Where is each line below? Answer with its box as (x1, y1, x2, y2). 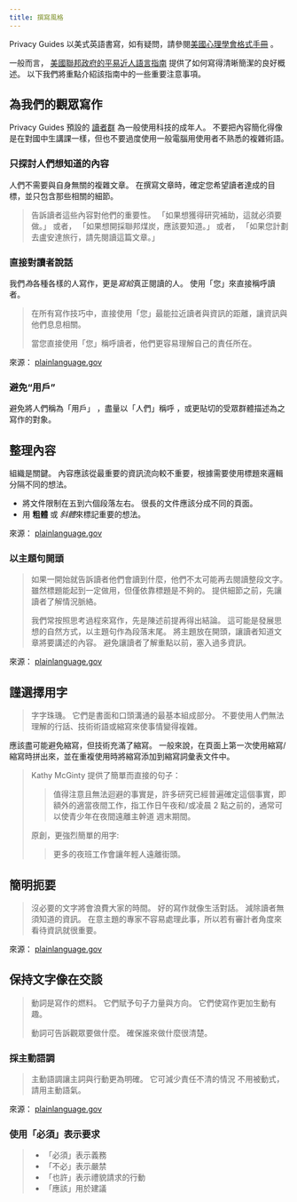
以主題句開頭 (9, 553, 65, 565)
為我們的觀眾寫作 (9, 97, 103, 112)
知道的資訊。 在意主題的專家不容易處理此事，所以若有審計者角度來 (38, 914, 282, 925)
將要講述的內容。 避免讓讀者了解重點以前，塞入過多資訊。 (38, 637, 251, 649)
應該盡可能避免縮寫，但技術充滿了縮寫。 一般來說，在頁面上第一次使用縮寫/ (9, 740, 286, 751)
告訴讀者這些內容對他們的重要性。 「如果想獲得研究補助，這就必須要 (30, 210, 282, 220)
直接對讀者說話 (9, 256, 74, 268)
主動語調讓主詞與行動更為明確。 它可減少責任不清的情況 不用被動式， (30, 1074, 285, 1085)
